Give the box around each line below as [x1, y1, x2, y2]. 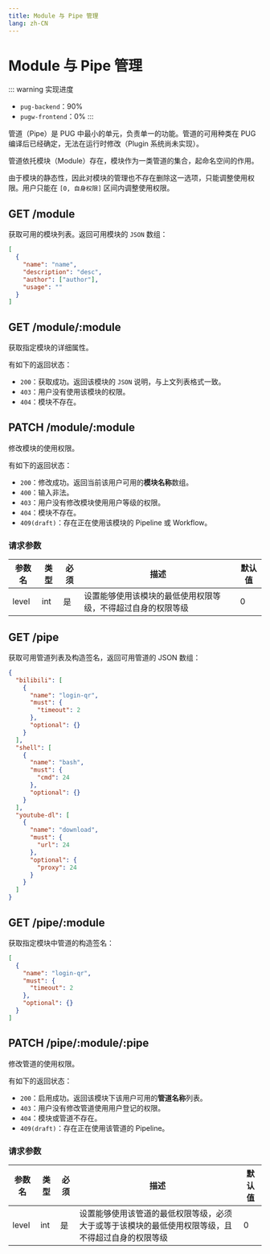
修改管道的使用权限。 [8, 1058, 79, 1068]
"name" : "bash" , [29, 759, 84, 767]
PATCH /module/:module [8, 420, 135, 435]
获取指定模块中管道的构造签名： [8, 937, 114, 947]
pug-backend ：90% [19, 101, 83, 111]
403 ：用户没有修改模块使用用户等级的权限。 [19, 497, 166, 507]
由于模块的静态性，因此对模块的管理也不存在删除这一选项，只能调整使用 [8, 173, 247, 183]
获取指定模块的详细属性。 [8, 343, 93, 353]
